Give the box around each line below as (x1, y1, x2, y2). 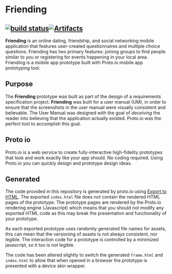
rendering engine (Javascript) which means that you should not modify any (5, 205, 164, 211)
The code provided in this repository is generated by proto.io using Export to (5, 188, 167, 194)
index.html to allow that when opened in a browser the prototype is (5, 258, 147, 264)
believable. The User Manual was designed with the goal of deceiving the (5, 109, 160, 116)
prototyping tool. (5, 65, 40, 71)
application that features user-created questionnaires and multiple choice (5, 43, 160, 49)
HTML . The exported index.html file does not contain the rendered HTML (5, 194, 160, 200)
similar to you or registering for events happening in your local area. (5, 54, 148, 60)
